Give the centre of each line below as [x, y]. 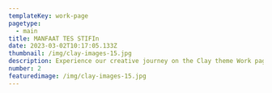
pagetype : [25, 23]
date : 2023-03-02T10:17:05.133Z [63, 46]
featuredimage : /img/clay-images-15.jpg [78, 76]
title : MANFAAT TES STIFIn [54, 38]
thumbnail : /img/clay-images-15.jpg [70, 53]
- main [27, 31]
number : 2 [25, 69]
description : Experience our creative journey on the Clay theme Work [130, 61]
